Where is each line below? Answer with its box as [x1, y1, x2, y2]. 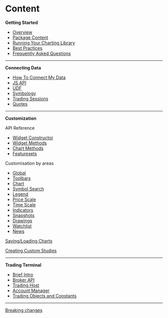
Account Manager [12, 288, 50, 294]
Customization [5, 115, 36, 121]
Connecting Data [5, 64, 41, 70]
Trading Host [12, 282, 39, 288]
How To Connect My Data [12, 74, 66, 80]
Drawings [12, 218, 32, 224]
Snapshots [12, 212, 35, 218]
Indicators [12, 207, 33, 213]
